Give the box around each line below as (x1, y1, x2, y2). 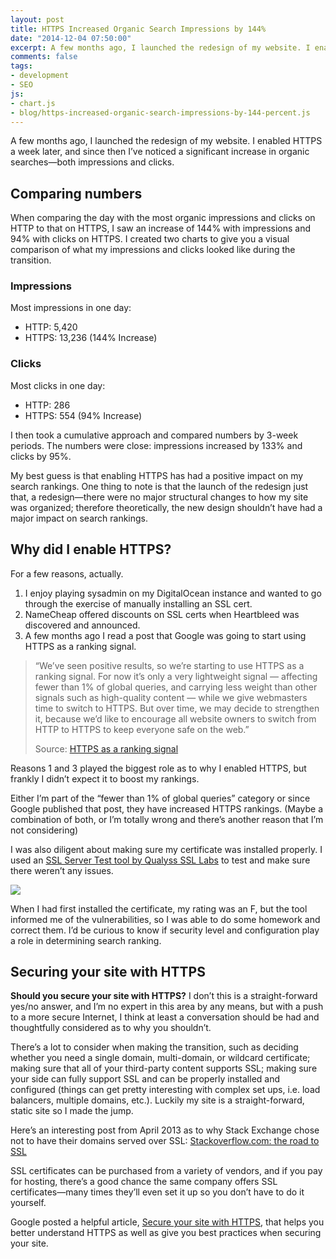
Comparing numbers (10, 185, 143, 202)
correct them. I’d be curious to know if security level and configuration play (10, 924, 320, 936)
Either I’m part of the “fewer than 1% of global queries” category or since (10, 792, 311, 804)
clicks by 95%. (10, 450, 72, 462)
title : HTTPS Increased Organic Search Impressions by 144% (10, 24, 267, 34)
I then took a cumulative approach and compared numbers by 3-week (10, 429, 299, 441)
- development (10, 71, 70, 81)
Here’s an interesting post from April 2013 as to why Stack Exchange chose (10, 1124, 320, 1136)
